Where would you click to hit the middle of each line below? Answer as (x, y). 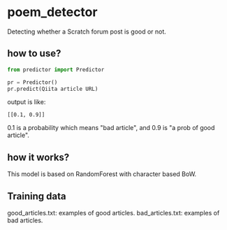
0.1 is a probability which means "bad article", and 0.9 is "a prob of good (111, 128)
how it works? (38, 157)
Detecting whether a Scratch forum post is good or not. (87, 31)
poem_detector (52, 12)
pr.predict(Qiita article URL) (53, 89)
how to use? (34, 53)
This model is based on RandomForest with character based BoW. (102, 174)
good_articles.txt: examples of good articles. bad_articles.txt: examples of (113, 213)
